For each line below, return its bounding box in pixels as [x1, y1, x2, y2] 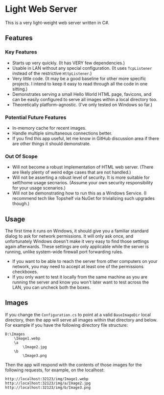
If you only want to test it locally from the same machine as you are [12, 274, 148, 280]
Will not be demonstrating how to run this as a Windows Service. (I [12, 190, 147, 196]
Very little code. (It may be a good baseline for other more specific [12, 75, 146, 82]
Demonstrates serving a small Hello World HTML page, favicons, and [12, 91, 152, 97]
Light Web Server [5, 3, 77, 15]
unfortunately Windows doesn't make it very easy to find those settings [5, 238, 149, 244]
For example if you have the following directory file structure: [5, 322, 128, 328]
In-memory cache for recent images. [12, 125, 87, 131]
